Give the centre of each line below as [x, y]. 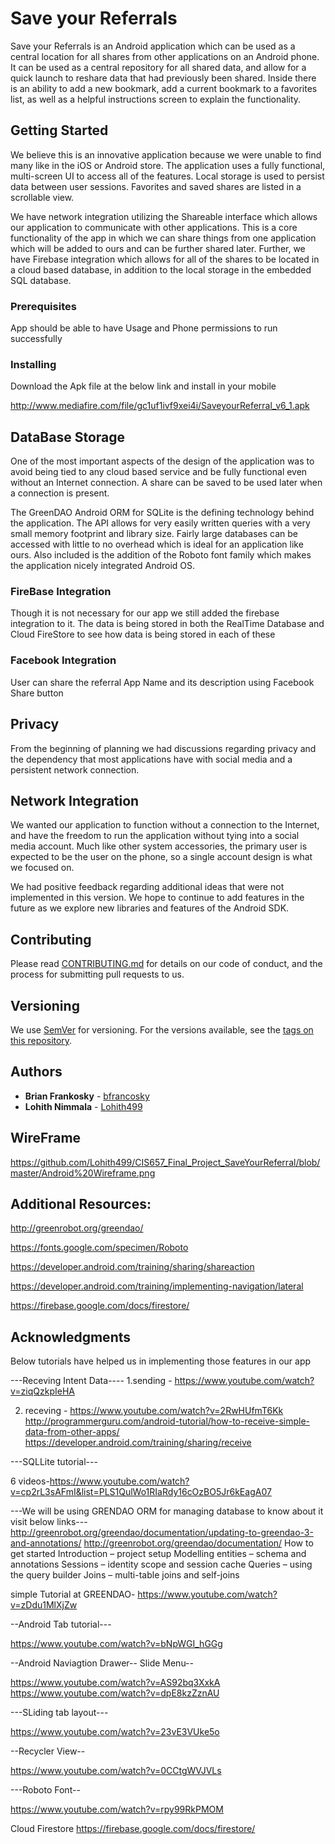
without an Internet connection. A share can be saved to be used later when [166, 483]
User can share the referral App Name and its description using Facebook [162, 682]
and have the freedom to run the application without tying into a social [155, 836]
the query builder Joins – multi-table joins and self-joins [125, 1575]
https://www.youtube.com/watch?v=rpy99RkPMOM [117, 1809]
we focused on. [42, 868]
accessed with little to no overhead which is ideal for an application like [157, 544]
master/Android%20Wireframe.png [83, 1173]
